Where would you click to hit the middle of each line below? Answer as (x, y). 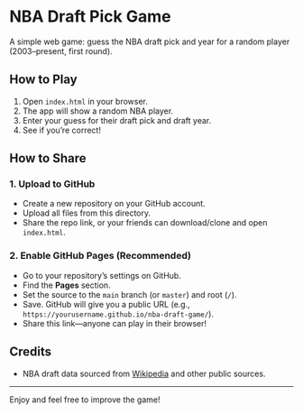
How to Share (48, 158)
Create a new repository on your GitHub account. (114, 204)
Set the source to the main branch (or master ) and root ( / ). (129, 294)
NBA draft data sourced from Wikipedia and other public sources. (144, 373)
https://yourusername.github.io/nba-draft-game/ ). (118, 314)
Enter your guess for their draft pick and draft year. (117, 120)
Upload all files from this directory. (87, 213)
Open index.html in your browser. (85, 101)
